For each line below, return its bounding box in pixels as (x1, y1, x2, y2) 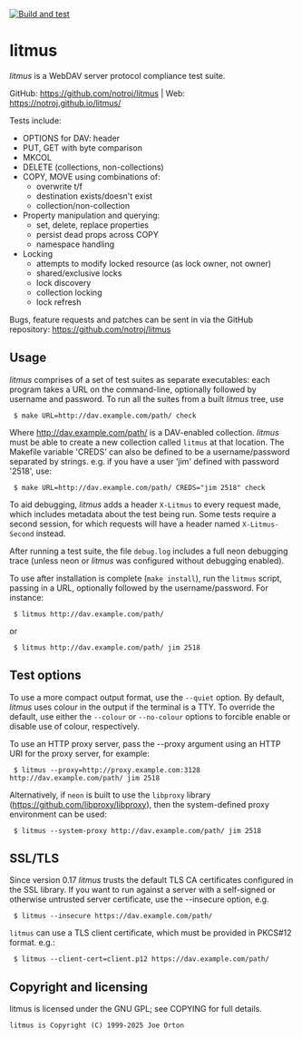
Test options (9, 668, 82, 683)
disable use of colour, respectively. (9, 720, 141, 731)
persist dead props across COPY (35, 229, 159, 240)
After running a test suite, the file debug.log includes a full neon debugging (9, 545, 288, 556)
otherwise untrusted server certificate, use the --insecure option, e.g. (9, 894, 269, 905)
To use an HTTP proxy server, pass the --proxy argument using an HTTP (9, 738, 281, 749)
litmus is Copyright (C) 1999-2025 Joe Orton (9, 1021, 184, 1030)
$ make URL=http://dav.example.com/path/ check (13, 411, 197, 420)
